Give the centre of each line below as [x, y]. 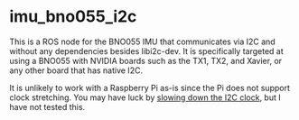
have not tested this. [47, 106]
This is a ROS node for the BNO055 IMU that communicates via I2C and [142, 42]
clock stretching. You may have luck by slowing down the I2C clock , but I [145, 97]
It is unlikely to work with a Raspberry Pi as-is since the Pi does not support [150, 88]
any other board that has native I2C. [76, 70]
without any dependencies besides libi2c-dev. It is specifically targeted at [147, 51]
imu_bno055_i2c [73, 17]
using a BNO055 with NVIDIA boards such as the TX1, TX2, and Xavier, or [146, 60]
